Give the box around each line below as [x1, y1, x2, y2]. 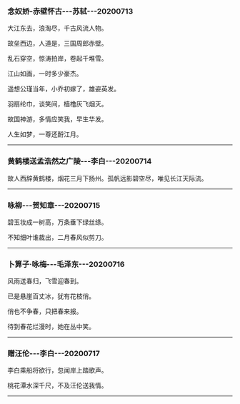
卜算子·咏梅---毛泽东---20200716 [7, 259, 125, 269]
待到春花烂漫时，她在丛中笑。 [7, 323, 95, 331]
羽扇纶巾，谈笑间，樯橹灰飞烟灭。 [7, 100, 108, 108]
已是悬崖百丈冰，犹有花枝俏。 [7, 292, 95, 301]
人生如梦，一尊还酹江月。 [7, 130, 83, 138]
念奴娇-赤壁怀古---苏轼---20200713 [7, 6, 134, 16]
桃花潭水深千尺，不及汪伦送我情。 [7, 381, 108, 390]
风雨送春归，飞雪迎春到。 [7, 277, 83, 286]
